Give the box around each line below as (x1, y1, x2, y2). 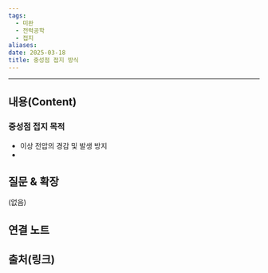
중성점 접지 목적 (8, 121, 65, 133)
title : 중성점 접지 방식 (8, 57, 80, 65)
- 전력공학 (15, 26, 45, 34)
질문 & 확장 (8, 175, 60, 188)
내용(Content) (8, 95, 77, 109)
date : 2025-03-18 (8, 49, 66, 57)
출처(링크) (8, 253, 56, 267)
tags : (8, 11, 26, 20)
